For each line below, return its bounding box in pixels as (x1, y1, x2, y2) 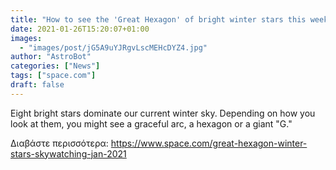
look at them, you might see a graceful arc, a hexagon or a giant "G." (10, 117, 293, 130)
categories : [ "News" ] (10, 61, 101, 71)
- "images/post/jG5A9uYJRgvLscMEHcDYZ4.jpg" (19, 42, 208, 53)
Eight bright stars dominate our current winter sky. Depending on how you (10, 107, 316, 119)
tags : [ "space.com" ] (10, 71, 97, 81)
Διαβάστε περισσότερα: (10, 137, 109, 149)
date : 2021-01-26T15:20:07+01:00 (10, 24, 150, 34)
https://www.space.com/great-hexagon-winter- (110, 137, 308, 149)
